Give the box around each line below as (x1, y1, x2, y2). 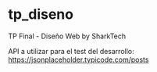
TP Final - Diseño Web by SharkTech (8, 31, 127, 41)
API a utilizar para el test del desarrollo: (8, 46, 134, 56)
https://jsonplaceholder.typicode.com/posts (8, 55, 149, 64)
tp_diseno (8, 5, 74, 23)
